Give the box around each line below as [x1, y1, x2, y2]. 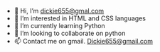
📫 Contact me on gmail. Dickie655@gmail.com [14, 37, 153, 45]
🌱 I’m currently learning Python [14, 22, 105, 30]
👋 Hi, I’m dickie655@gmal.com [14, 7, 105, 15]
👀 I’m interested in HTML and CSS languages [14, 14, 146, 22]
